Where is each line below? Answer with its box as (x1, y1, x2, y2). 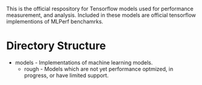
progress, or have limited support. (24, 72, 109, 79)
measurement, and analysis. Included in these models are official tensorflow (6, 11, 197, 19)
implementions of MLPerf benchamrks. (6, 18, 104, 25)
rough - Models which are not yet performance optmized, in (24, 65, 174, 72)
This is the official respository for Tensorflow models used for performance (6, 5, 194, 12)
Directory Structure (6, 39, 106, 53)
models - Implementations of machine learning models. (15, 58, 153, 66)
